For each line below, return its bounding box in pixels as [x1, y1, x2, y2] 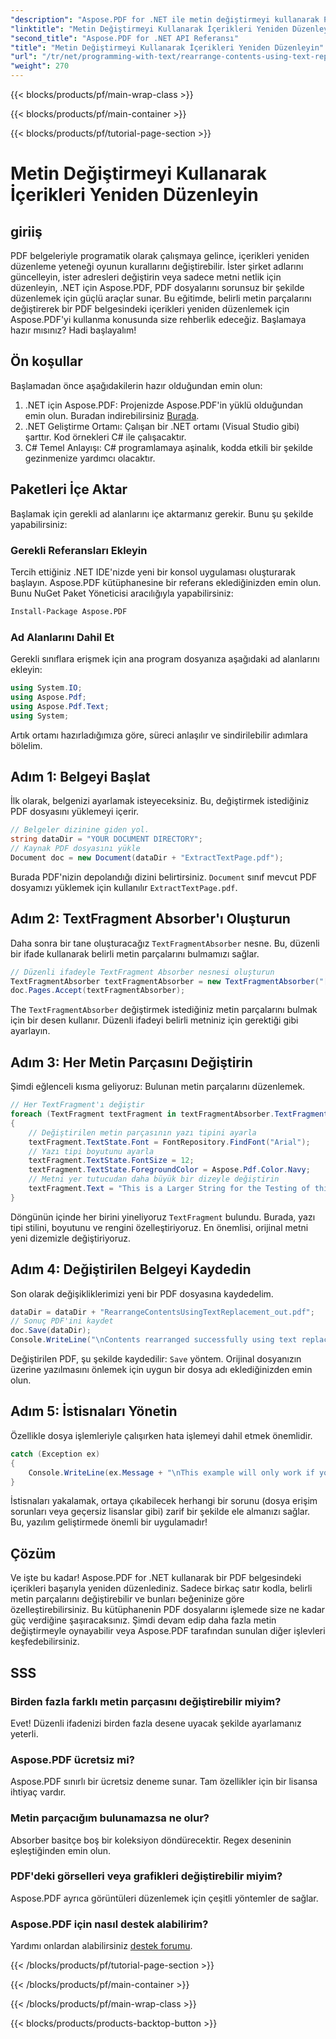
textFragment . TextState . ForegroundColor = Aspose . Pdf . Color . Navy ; [28, 1165, 311, 1175]
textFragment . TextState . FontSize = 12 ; [28, 1156, 195, 1166]
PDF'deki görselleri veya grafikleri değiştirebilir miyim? [10, 1869, 283, 1883]
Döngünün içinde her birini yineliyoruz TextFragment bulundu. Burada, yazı [10, 1211, 316, 1223]
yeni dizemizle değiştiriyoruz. [10, 1232, 132, 1244]
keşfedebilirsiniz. [10, 1636, 80, 1648]
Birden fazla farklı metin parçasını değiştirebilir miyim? [10, 1694, 282, 1708]
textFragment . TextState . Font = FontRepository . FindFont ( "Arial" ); [28, 1137, 311, 1147]
